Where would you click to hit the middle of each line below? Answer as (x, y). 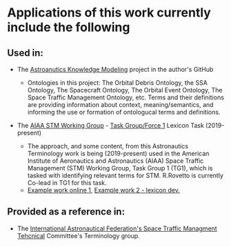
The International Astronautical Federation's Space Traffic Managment (117, 228)
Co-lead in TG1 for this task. (67, 183)
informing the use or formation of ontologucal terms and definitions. (124, 112)
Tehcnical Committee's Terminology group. (78, 235)
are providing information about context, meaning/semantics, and (120, 105)
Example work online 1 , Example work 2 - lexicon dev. (104, 190)
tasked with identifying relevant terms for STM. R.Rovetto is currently (125, 175)
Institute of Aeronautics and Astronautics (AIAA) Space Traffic (115, 161)
